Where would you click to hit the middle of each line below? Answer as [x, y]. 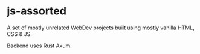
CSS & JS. [20, 34]
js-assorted [37, 11]
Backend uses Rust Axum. [39, 46]
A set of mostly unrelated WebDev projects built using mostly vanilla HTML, [101, 28]
